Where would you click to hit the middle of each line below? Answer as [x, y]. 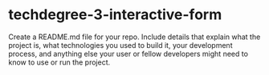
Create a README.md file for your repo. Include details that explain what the [134, 37]
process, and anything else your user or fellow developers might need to [128, 53]
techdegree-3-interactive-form [115, 15]
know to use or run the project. [59, 62]
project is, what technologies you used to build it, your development [120, 45]
